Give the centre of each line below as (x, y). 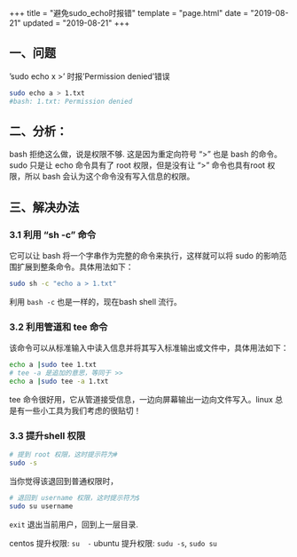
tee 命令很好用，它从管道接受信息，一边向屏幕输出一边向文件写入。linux (141, 399)
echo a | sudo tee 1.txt (53, 365)
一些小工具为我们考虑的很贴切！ (83, 410)
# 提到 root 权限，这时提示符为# (63, 455)
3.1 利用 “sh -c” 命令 (52, 235)
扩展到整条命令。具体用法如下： (75, 267)
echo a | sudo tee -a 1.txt (59, 381)
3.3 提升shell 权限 (47, 435)
